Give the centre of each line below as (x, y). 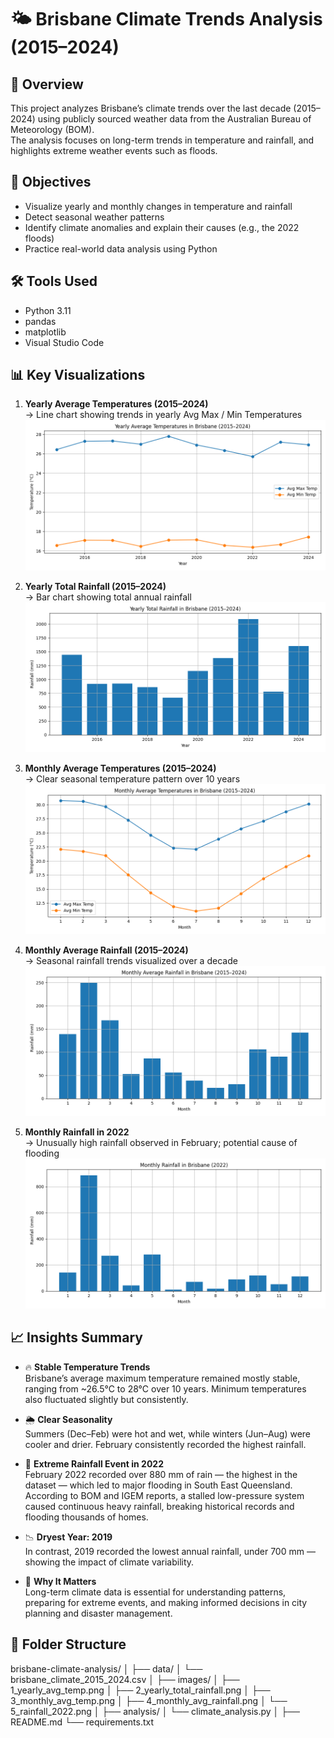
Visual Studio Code (64, 342)
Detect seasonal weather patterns (94, 217)
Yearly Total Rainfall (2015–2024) (95, 586)
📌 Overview (47, 84)
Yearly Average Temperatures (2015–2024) (116, 404)
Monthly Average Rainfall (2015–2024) (106, 950)
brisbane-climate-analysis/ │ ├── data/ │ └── (106, 1668)
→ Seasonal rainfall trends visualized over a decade (131, 960)
